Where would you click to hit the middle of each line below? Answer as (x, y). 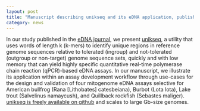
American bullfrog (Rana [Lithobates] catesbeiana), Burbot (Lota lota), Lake (99, 90)
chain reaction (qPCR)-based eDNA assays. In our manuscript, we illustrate (98, 71)
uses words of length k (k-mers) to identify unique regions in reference (93, 45)
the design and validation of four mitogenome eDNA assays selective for (95, 83)
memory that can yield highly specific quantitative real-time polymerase (94, 64)
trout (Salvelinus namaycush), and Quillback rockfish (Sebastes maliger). (95, 96)
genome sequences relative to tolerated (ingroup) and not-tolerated (89, 52)
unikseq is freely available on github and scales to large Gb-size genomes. (98, 102)
